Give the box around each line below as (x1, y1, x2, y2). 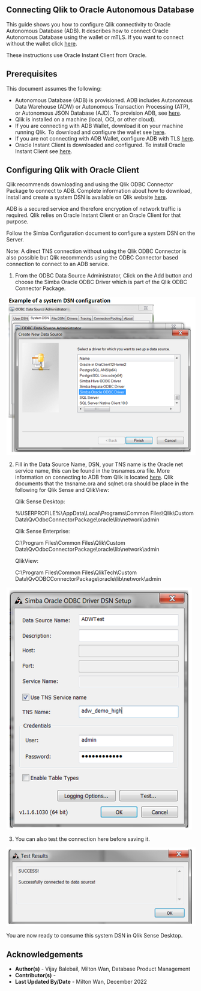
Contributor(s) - (14, 972, 56, 979)
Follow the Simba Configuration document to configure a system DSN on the (6, 229, 196, 237)
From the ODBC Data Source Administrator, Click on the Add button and (14, 272, 193, 279)
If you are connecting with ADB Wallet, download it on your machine (14, 122, 184, 129)
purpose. (6, 218, 29, 225)
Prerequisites (6, 69, 58, 79)
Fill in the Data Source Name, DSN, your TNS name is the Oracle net (14, 461, 183, 468)
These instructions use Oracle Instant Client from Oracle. (6, 51, 147, 59)
